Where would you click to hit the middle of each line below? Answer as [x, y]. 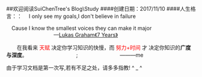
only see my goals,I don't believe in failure [84, 16]
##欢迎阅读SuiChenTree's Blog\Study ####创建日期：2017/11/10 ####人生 [99, 9]
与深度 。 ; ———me [75, 55]
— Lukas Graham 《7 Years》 [86, 35]
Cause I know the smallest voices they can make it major [82, 28]
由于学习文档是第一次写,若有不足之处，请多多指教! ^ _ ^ [74, 68]
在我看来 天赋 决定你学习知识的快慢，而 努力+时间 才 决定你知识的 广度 [104, 47]
